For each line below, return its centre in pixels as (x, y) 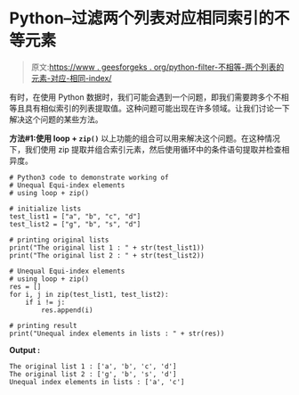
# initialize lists (45, 209)
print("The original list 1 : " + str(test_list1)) (107, 247)
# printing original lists (59, 240)
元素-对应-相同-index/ (71, 78)
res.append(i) (67, 310)
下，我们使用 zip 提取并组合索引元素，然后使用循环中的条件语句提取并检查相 (149, 149)
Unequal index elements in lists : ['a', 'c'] (97, 382)
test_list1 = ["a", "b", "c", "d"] (75, 216)
